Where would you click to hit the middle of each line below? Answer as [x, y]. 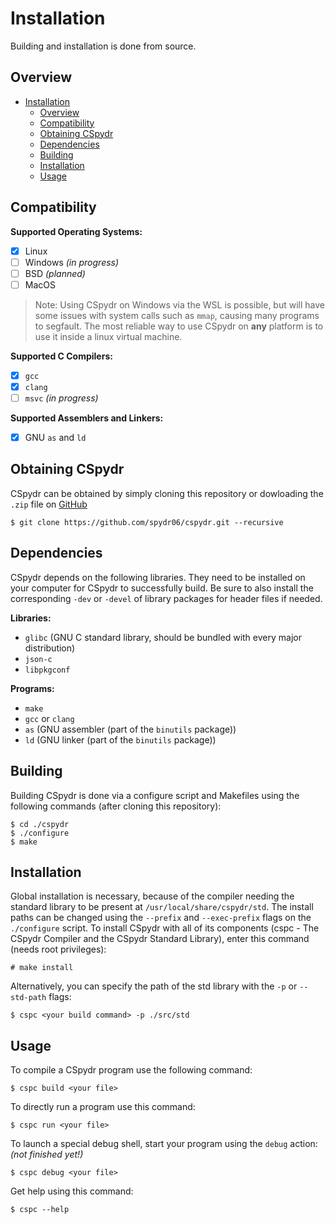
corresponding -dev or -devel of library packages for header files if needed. [166, 598]
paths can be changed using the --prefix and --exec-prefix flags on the [161, 918]
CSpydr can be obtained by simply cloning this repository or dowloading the [167, 493]
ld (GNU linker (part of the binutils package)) [120, 739]
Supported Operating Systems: [76, 231]
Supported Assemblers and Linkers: [87, 418]
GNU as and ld [55, 437]
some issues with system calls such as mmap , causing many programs [177, 315]
